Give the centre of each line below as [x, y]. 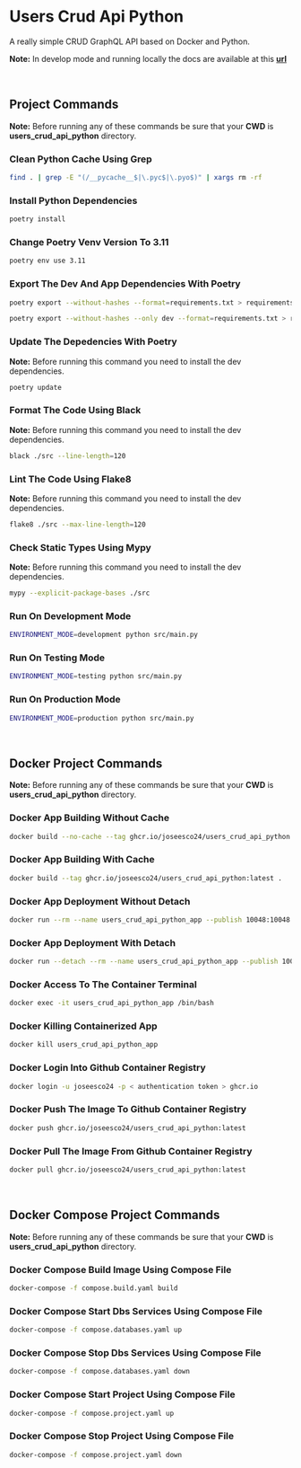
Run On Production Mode [65, 700]
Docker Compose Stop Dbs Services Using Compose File [135, 1352]
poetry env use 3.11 [48, 261]
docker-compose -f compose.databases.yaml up [95, 1330]
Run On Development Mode [70, 615]
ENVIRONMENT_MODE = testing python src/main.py [95, 677]
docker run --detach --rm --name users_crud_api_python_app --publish [144, 962]
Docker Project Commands [86, 763]
